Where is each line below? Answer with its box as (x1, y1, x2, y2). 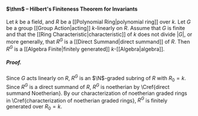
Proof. (6, 59, 22, 66)
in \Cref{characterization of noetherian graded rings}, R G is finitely (6, 95, 168, 104)
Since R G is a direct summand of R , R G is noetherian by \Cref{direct (6, 82, 170, 90)
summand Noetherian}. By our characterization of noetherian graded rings (6, 90, 187, 97)
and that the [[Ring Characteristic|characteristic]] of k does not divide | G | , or (6, 31, 193, 38)
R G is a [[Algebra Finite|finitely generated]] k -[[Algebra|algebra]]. (6, 44, 165, 52)
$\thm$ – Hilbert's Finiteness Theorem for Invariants (6, 5, 138, 12)
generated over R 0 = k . (6, 103, 63, 112)
